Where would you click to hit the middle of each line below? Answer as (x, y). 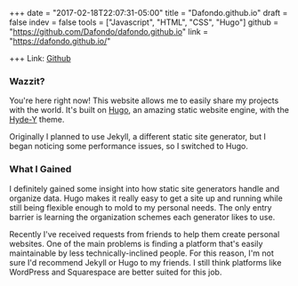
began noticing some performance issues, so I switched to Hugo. (129, 147)
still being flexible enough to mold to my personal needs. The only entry (141, 207)
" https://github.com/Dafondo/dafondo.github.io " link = (109, 32)
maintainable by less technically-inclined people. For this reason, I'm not (141, 253)
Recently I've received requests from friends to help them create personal (145, 234)
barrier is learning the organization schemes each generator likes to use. (142, 217)
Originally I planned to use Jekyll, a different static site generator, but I (138, 137)
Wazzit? (27, 81)
